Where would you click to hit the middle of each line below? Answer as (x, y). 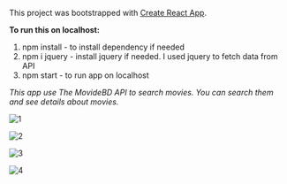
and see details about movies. (64, 102)
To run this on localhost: (54, 30)
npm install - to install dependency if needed (103, 47)
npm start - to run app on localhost (86, 75)
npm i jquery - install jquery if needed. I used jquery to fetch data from (150, 56)
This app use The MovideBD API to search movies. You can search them (141, 92)
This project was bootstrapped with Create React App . (108, 13)
